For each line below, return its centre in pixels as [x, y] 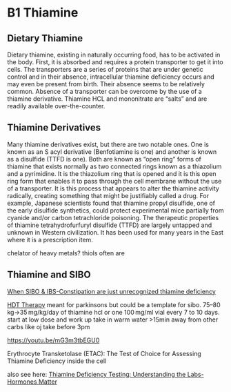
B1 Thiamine [43, 13]
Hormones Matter [32, 382]
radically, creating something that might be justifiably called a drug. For [108, 195]
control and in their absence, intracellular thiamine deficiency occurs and [111, 77]
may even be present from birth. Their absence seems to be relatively [106, 84]
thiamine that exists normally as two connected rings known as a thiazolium [114, 166]
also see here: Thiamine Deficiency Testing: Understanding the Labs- [106, 374]
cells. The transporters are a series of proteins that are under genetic [105, 69]
